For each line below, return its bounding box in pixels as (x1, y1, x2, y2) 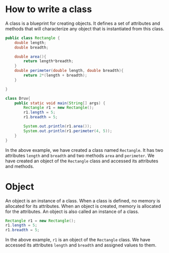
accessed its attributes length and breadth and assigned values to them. (5, 242, 156, 248)
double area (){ (14, 54, 47, 59)
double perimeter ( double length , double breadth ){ (14, 68, 124, 73)
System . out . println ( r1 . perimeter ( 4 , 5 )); (23, 128, 113, 134)
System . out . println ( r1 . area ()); (23, 124, 92, 129)
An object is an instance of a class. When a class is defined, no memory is (5, 197, 160, 203)
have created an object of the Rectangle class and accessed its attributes (5, 158, 158, 164)
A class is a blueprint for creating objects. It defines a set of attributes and (5, 20, 160, 26)
